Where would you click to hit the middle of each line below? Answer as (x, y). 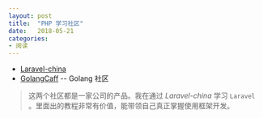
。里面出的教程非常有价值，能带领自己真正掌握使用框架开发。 (131, 106)
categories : (28, 38)
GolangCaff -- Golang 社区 (64, 78)
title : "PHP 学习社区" (46, 23)
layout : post (30, 16)
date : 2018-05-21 (41, 31)
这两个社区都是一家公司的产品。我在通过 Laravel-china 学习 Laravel (142, 96)
